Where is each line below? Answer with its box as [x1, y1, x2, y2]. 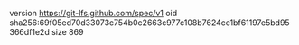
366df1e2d [9, 27, 50, 37]
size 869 [51, 27, 84, 37]
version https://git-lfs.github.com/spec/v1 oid [9, 8, 178, 18]
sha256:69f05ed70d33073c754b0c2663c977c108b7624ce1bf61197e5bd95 [9, 17, 291, 28]
